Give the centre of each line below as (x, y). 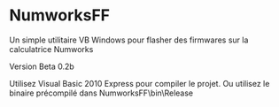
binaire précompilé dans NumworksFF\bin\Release (101, 93)
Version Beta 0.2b (42, 66)
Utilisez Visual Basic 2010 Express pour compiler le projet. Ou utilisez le (139, 83)
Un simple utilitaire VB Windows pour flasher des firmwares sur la (129, 40)
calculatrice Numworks (51, 49)
